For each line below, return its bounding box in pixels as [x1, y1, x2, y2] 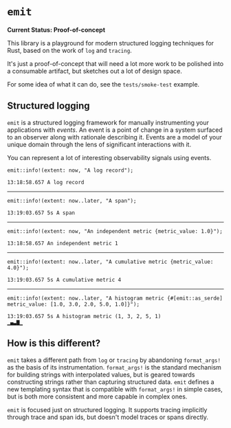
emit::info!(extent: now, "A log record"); [7, 167, 134, 174]
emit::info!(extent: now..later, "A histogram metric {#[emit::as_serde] [7, 295, 223, 302]
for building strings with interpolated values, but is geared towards [7, 370, 195, 379]
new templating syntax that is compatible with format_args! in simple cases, [7, 385, 223, 393]
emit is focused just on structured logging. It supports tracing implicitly [7, 405, 208, 414]
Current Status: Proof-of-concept [7, 25, 105, 34]
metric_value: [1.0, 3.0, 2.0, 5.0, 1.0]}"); [7, 301, 140, 308]
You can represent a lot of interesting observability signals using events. [7, 153, 212, 161]
